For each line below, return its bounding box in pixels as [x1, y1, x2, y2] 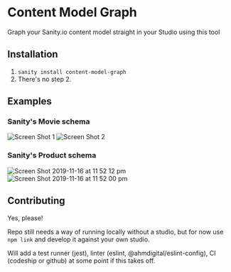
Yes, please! [7, 214, 43, 222]
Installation [7, 48, 58, 60]
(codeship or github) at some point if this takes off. [7, 256, 156, 265]
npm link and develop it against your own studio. [7, 235, 151, 244]
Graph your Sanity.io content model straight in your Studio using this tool [7, 28, 220, 36]
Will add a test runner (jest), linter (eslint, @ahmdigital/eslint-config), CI [7, 249, 216, 257]
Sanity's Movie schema [7, 116, 90, 126]
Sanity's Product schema [7, 151, 97, 161]
